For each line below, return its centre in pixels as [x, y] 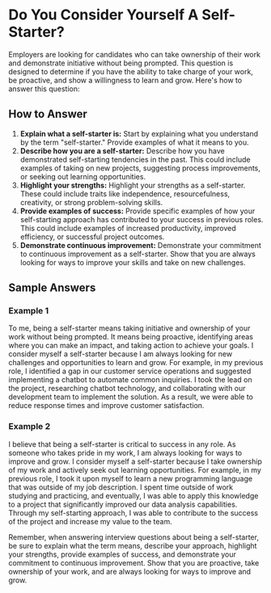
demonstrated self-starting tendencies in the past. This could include [135, 159]
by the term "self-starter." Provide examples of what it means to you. [134, 142]
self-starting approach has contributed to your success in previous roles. [142, 219]
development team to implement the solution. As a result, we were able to [131, 397]
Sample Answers [52, 288]
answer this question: [44, 88]
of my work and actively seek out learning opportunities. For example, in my [135, 469]
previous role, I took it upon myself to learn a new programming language [131, 478]
